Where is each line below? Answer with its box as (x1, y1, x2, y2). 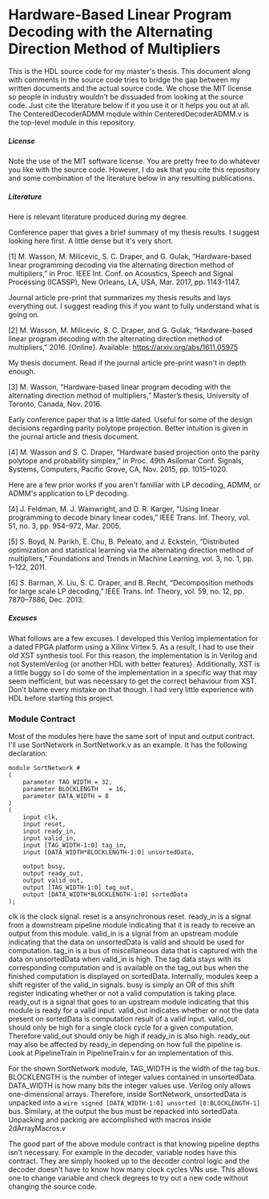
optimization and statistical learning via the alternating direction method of (8, 544, 254, 555)
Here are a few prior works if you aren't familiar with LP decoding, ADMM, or (8, 479, 261, 489)
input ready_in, (22, 827, 78, 836)
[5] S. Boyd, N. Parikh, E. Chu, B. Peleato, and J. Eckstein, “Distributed (8, 536, 239, 546)
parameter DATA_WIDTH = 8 (22, 793, 110, 801)
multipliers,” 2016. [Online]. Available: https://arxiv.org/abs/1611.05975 (8, 342, 239, 352)
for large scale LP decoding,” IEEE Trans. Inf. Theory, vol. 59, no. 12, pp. (8, 586, 245, 596)
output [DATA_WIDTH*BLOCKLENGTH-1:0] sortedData (22, 891, 188, 899)
